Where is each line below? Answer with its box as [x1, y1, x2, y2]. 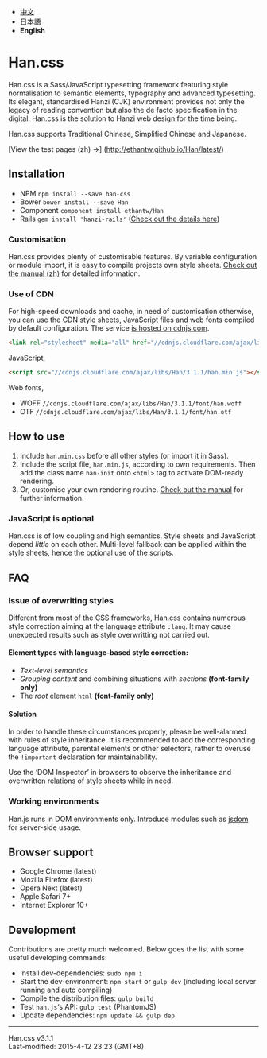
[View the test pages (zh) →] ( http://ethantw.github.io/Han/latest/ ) [8, 144, 224, 153]
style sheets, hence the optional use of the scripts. [8, 548, 174, 558]
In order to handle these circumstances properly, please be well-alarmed [8, 727, 247, 737]
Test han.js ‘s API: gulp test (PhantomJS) [19, 1002, 157, 1012]
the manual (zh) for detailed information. [8, 269, 141, 278]
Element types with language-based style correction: [8, 648, 189, 657]
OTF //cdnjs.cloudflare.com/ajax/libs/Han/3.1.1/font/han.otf [19, 407, 232, 417]
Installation [8, 168, 65, 181]
